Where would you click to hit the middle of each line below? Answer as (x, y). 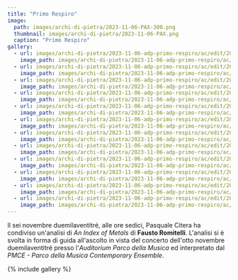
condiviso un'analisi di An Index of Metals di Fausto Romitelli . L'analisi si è (116, 233)
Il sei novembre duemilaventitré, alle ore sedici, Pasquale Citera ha (104, 225)
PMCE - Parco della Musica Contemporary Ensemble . (86, 255)
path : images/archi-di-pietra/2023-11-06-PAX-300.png (95, 27)
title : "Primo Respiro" (42, 14)
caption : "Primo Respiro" (52, 40)
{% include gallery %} (40, 269)
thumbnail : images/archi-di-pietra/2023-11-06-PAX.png (96, 34)
